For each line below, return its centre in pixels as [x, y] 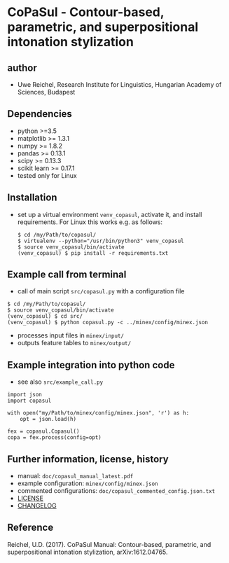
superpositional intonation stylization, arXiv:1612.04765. [88, 552]
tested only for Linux [47, 175]
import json [25, 395]
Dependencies [40, 114]
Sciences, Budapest [46, 92]
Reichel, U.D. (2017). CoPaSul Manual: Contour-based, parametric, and [109, 544]
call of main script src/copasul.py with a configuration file [101, 291]
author [22, 68]
